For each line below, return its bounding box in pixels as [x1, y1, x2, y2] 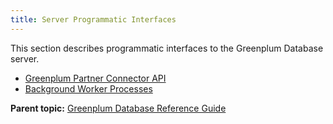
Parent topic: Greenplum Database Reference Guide [10, 102, 227, 114]
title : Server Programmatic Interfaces [10, 14, 177, 25]
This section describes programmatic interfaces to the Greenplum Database [10, 42, 324, 54]
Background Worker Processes [24, 82, 153, 95]
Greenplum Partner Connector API [24, 72, 167, 84]
